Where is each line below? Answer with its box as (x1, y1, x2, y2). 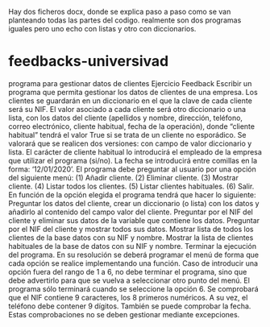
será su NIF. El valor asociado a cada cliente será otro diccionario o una (8, 104, 247, 114)
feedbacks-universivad (8, 52, 169, 71)
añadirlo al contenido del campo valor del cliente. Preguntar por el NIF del (8, 207, 254, 217)
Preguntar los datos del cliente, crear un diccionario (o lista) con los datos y (8, 198, 260, 208)
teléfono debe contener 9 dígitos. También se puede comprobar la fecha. (8, 301, 251, 311)
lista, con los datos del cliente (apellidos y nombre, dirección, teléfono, (8, 113, 243, 122)
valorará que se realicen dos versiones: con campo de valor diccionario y (8, 139, 252, 148)
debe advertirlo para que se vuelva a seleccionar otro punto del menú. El (8, 275, 250, 285)
